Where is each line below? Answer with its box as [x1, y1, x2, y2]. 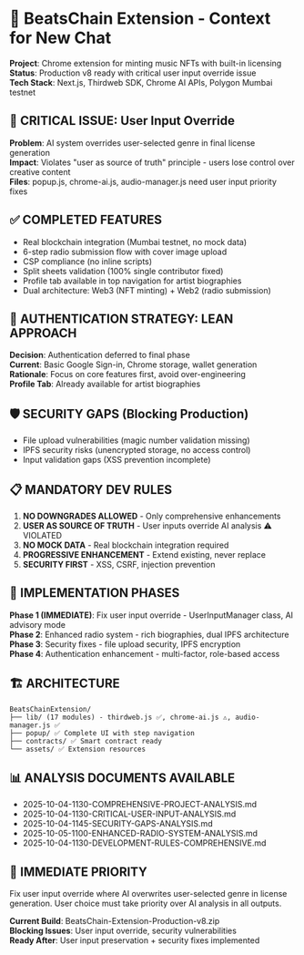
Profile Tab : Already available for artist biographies [9, 378, 201, 390]
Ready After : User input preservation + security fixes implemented [9, 935, 260, 946]
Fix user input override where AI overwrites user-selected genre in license [9, 888, 288, 899]
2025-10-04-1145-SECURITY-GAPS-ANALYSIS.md [22, 818, 213, 829]
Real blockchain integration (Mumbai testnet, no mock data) [22, 236, 248, 247]
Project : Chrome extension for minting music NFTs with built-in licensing [9, 57, 282, 68]
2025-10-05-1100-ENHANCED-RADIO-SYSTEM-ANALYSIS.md [22, 828, 258, 839]
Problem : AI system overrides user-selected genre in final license [9, 137, 256, 149]
